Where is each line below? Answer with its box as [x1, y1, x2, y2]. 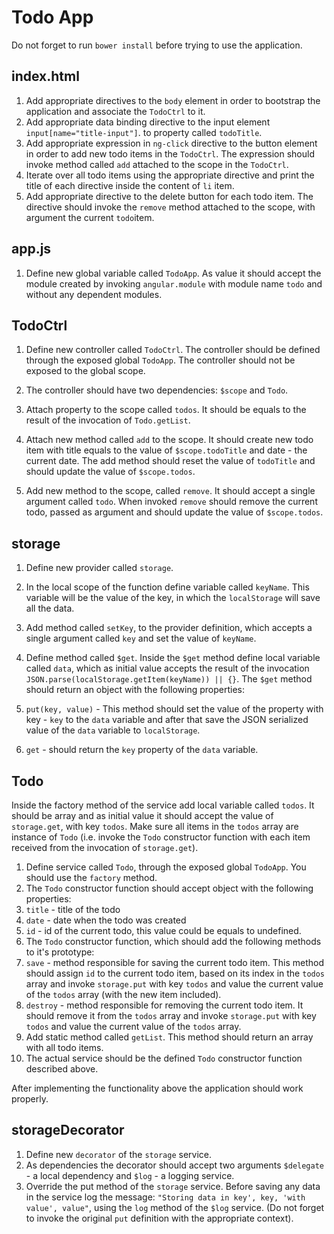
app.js [11, 241, 52, 258]
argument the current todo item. [25, 211, 155, 223]
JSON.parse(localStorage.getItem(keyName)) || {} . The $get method [25, 673, 313, 685]
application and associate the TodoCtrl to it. [25, 105, 206, 117]
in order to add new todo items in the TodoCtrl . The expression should [25, 147, 315, 160]
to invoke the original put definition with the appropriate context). [25, 1212, 294, 1224]
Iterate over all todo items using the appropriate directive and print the [25, 169, 315, 181]
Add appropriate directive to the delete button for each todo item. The [25, 190, 314, 202]
